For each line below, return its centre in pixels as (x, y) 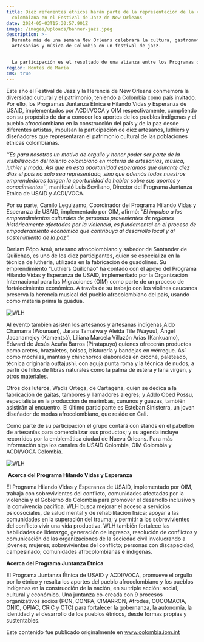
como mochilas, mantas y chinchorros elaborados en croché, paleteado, (97, 357)
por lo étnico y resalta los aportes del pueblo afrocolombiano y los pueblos (100, 581)
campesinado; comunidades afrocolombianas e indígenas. (80, 551)
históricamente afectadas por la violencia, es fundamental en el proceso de (101, 224)
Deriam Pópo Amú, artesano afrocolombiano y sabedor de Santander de (97, 249)
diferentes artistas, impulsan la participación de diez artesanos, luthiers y (98, 130)
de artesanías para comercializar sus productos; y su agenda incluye (93, 432)
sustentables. (23, 620)
